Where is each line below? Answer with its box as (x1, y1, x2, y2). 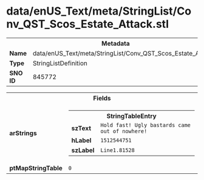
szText (71, 123, 92, 132)
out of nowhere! (100, 128, 148, 134)
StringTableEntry (106, 111, 157, 120)
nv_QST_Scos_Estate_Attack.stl (6, 17, 169, 31)
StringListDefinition (32, 59, 88, 67)
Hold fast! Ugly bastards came (100, 122, 191, 128)
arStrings (9, 129, 38, 137)
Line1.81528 (100, 147, 135, 153)
